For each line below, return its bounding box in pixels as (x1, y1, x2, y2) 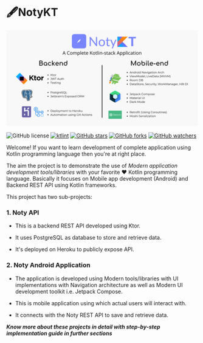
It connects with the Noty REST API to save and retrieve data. (15, 311, 169, 319)
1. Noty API (6, 208, 40, 217)
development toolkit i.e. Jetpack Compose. (15, 288, 123, 295)
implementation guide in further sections (6, 330, 112, 337)
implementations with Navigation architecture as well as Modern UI (15, 281, 184, 288)
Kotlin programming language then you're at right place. (6, 150, 146, 158)
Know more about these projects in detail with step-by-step (6, 323, 160, 330)
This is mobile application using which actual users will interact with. (15, 299, 187, 307)
